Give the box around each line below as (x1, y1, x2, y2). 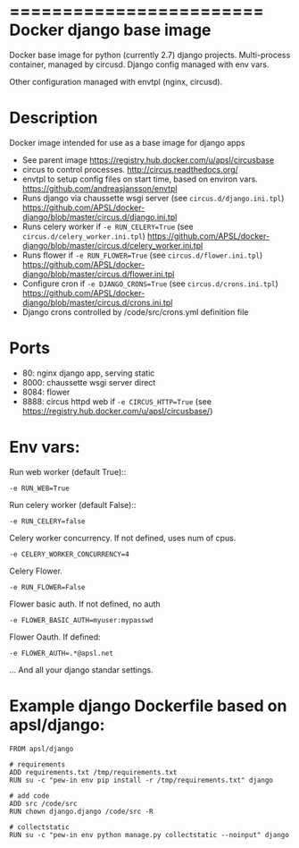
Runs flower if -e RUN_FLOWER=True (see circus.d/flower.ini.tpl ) (21, 250, 263, 260)
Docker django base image (9, 20, 212, 40)
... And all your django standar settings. (9, 664, 154, 675)
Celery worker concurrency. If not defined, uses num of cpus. (9, 532, 237, 543)
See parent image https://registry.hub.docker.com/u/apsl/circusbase (21, 154, 275, 165)
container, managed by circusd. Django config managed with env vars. (9, 59, 270, 70)
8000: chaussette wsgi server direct (21, 377, 156, 387)
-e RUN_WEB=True (9, 484, 70, 493)
